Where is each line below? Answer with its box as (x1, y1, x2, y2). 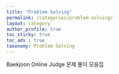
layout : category (6, 20, 51, 26)
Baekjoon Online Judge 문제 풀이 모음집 (6, 61, 104, 68)
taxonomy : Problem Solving (6, 43, 75, 50)
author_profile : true (6, 26, 62, 32)
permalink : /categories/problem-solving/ (6, 15, 114, 21)
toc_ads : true (6, 37, 45, 43)
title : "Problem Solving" (6, 9, 72, 15)
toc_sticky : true (6, 32, 51, 38)
